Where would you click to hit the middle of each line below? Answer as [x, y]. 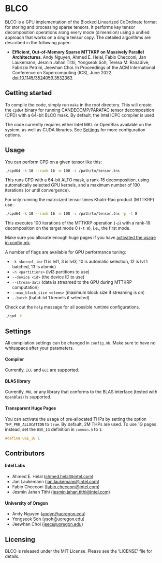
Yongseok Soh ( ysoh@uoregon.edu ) [48, 519]
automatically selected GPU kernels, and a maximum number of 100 [73, 185]
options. [13, 135]
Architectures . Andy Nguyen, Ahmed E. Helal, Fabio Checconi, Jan [79, 57]
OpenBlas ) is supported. [28, 397]
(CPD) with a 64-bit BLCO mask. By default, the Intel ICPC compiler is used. [80, 115]
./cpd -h [14, 316]
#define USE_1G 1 [22, 438]
